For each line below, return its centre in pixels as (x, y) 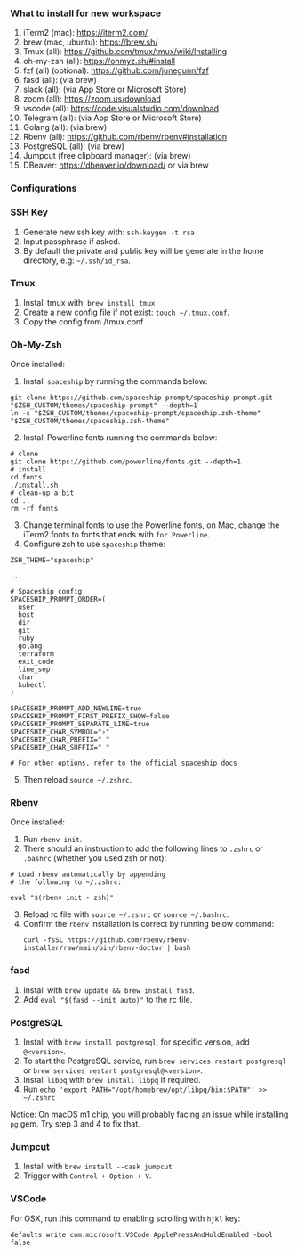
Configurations (44, 188)
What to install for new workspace (86, 13)
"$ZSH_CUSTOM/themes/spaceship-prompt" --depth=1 (104, 406)
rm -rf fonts (34, 509)
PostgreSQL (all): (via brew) (74, 146)
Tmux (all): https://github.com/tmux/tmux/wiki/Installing (125, 52)
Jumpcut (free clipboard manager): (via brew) (107, 156)
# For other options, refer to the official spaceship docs (124, 763)
